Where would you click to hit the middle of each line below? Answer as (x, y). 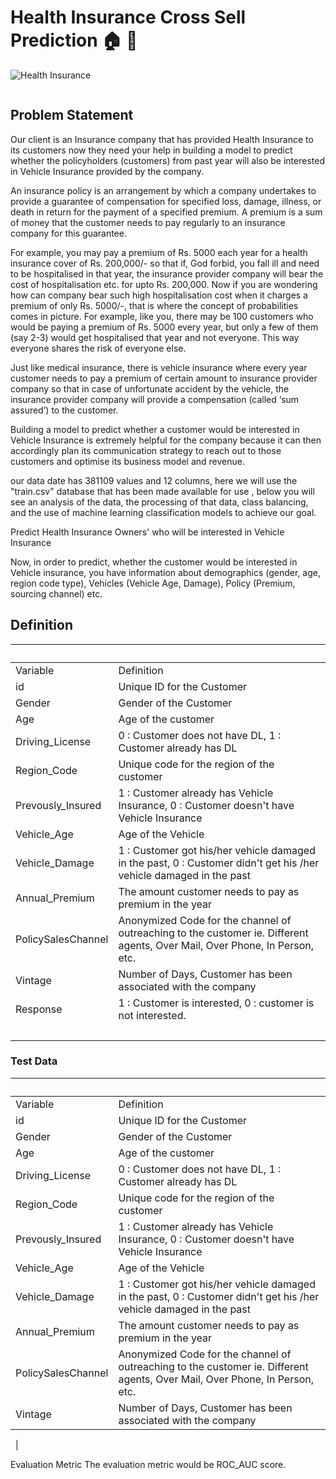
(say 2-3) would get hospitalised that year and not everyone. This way (155, 337)
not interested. (152, 1015)
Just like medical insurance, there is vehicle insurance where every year (159, 367)
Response (39, 1009)
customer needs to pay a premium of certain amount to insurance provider (164, 378)
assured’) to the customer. (64, 410)
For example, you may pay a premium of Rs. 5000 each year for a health (159, 252)
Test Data (34, 1061)
